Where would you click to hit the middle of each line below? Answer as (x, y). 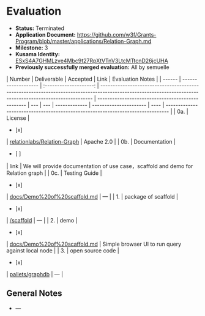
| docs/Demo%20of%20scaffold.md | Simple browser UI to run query (94, 244)
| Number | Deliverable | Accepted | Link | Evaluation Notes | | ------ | (94, 79)
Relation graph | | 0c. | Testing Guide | (54, 173)
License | (18, 118)
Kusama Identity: (37, 54)
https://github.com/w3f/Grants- (117, 34)
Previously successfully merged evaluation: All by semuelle (92, 67)
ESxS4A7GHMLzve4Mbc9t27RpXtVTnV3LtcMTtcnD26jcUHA (91, 61)
